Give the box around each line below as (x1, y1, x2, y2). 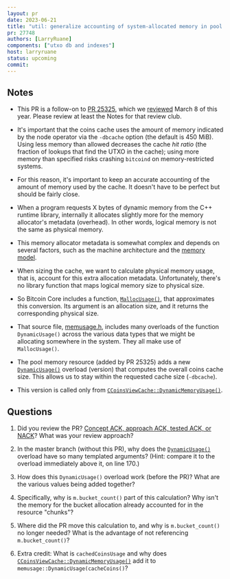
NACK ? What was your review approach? (16, 432, 134, 440)
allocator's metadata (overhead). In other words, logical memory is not (16, 218, 217, 227)
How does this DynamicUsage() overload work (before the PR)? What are (16, 473, 220, 481)
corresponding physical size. (16, 309, 100, 317)
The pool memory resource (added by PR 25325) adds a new (16, 358, 191, 366)
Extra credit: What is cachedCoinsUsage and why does (16, 549, 167, 558)
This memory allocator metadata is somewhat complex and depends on (16, 239, 220, 247)
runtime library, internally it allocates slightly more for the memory (16, 211, 204, 219)
